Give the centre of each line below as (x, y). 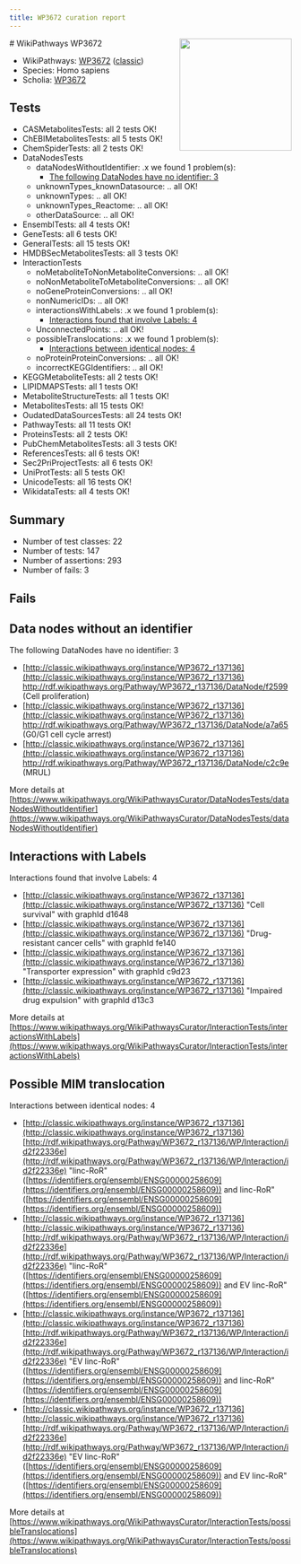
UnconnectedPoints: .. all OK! (90, 329)
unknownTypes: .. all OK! (81, 196)
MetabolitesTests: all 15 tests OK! (83, 406)
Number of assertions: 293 (72, 561)
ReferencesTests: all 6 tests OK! (81, 453)
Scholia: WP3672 (54, 79)
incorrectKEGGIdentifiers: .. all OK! (99, 368)
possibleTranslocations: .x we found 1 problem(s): (127, 339)
